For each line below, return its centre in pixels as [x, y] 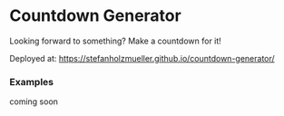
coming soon [34, 101]
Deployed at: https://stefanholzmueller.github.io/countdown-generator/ [142, 58]
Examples [32, 82]
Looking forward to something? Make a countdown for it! [116, 41]
